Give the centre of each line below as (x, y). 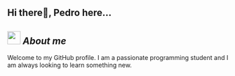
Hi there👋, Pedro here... (60, 13)
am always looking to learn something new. (69, 65)
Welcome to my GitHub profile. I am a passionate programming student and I (118, 58)
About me (44, 41)
